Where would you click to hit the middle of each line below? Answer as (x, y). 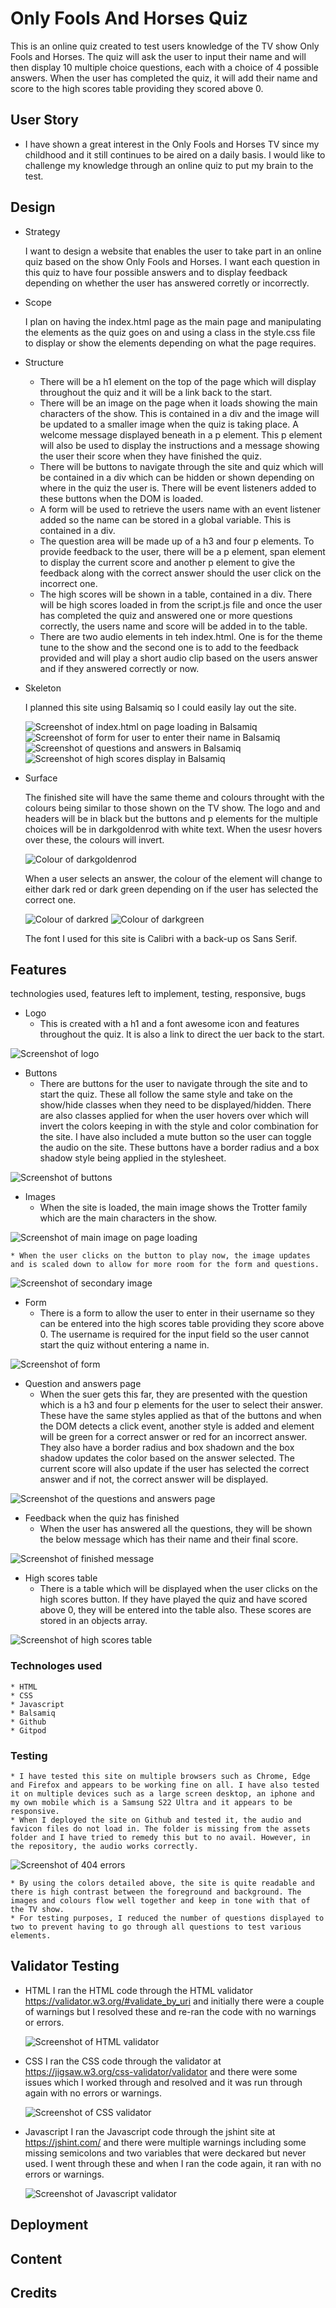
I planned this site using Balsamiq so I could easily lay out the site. (160, 707)
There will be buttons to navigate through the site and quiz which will (181, 466)
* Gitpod (28, 1730)
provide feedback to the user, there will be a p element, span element (182, 551)
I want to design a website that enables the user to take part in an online (173, 251)
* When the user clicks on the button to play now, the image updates (160, 1256)
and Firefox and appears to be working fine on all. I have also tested (165, 1785)
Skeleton (43, 688)
